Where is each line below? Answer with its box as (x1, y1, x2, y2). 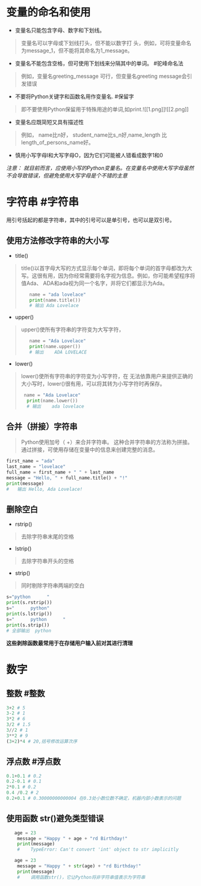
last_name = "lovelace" (6, 464, 66, 470)
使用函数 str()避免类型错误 (6, 814, 104, 824)
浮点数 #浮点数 (6, 757, 61, 767)
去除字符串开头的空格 (20, 558, 74, 565)
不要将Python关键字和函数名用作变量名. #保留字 (14, 93, 134, 100)
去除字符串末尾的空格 (20, 533, 74, 540)
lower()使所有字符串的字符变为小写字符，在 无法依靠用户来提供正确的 (20, 372, 194, 379)
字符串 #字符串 (6, 195, 79, 209)
